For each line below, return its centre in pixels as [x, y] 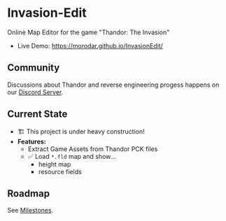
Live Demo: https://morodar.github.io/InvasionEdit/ [90, 45]
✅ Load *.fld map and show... [72, 156]
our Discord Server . [35, 92]
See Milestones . [30, 211]
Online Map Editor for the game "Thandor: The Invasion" [89, 32]
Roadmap [29, 193]
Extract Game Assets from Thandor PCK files [93, 149]
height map [55, 164]
